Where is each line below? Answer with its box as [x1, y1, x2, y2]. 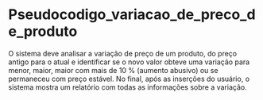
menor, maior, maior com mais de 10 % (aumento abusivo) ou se [8, 65, 219, 75]
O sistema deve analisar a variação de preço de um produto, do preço [8, 48, 237, 58]
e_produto [8, 22, 78, 40]
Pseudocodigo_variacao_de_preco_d [8, 6, 256, 24]
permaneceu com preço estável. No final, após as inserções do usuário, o [8, 74, 250, 83]
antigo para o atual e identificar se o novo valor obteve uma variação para [8, 57, 250, 67]
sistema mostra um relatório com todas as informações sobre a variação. [8, 82, 248, 92]
